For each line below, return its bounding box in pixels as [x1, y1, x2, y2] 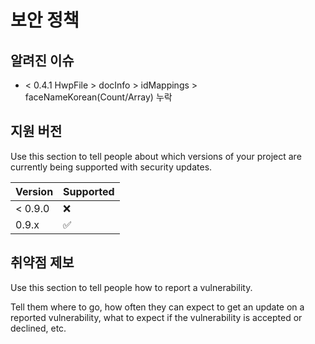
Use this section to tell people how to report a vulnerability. [10, 281, 253, 293]
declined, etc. [10, 322, 67, 334]
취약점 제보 [10, 254, 75, 271]
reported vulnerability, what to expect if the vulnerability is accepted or [10, 311, 303, 323]
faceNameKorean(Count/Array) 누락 [24, 91, 173, 103]
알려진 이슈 [10, 52, 75, 69]
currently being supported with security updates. [10, 161, 213, 173]
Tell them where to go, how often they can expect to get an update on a [10, 301, 305, 313]
